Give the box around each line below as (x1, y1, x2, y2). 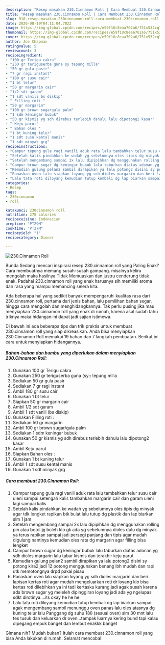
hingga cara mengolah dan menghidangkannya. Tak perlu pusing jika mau (5, 303, 155, 309)
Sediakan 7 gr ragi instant (12, 383, 65, 389)
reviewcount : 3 (5, 48, 37, 53)
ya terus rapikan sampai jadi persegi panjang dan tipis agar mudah (12, 532, 147, 538)
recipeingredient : (5, 53, 43, 58)
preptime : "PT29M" (5, 221, 43, 226)
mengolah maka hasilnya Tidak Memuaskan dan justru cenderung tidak (5, 273, 149, 279)
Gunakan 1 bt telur (12, 394, 49, 400)
